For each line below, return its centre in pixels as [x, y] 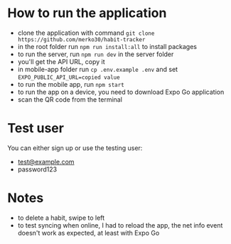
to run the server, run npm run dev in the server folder [96, 54]
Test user [36, 128]
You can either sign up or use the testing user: [75, 148]
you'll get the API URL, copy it [61, 61]
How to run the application [87, 13]
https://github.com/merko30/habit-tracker [81, 39]
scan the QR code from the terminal [70, 99]
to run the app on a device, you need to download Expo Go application [121, 92]
